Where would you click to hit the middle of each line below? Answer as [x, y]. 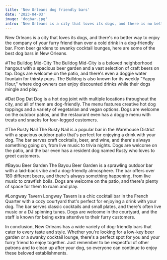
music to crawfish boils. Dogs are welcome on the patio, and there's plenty [82, 181]
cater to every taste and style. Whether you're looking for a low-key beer [80, 232]
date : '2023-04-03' [25, 14]
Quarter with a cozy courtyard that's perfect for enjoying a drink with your [81, 202]
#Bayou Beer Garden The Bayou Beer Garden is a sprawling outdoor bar [79, 165]
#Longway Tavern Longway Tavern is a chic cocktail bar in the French [77, 196]
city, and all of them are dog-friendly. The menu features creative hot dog [81, 104]
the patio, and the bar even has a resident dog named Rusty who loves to [80, 151]
